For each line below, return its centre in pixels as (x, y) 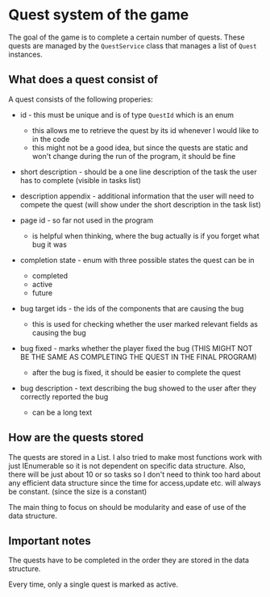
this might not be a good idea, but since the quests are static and (140, 148)
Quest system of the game (99, 15)
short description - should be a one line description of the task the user (139, 172)
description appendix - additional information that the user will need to (137, 196)
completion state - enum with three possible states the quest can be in (137, 260)
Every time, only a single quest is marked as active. (93, 584)
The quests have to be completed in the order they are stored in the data (129, 560)
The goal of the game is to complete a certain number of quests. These (127, 37)
